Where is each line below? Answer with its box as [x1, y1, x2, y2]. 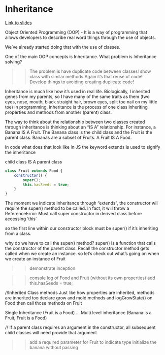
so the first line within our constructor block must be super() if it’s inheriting [5, 226, 159, 231]
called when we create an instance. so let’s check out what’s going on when [5, 251, 159, 257]
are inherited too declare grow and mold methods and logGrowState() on [5, 295, 153, 301]
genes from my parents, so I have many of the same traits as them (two [5, 94, 150, 99]
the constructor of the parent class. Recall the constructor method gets [5, 245, 149, 252]
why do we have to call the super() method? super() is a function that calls [5, 240, 156, 246]
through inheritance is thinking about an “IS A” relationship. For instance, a [5, 124, 156, 130]
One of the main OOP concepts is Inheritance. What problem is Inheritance [5, 53, 157, 60]
